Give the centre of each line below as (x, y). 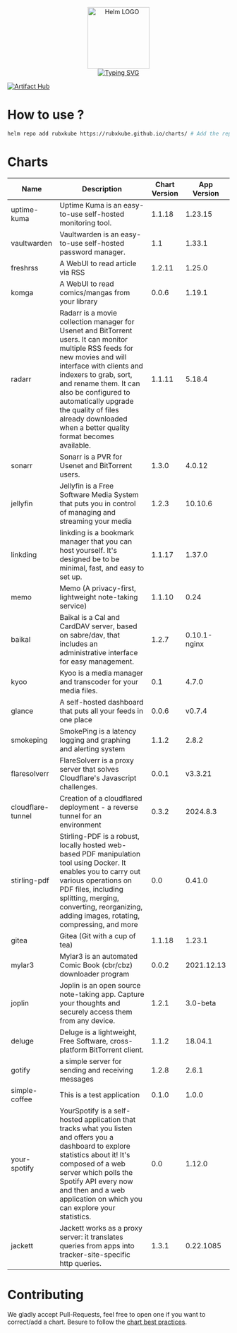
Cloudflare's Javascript (98, 778)
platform (74, 1050)
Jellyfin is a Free (87, 486)
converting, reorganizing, (101, 907)
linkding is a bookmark (97, 532)
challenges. (79, 787)
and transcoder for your (99, 681)
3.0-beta (201, 1003)
